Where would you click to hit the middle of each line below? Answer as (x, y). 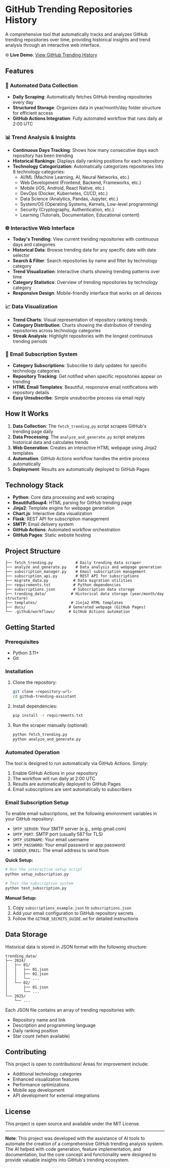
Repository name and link (39, 1020)
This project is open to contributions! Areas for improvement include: (77, 1064)
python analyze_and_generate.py (47, 739)
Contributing (26, 1052)
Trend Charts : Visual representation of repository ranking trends (80, 320)
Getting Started (30, 627)
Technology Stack (34, 485)
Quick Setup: (19, 860)
